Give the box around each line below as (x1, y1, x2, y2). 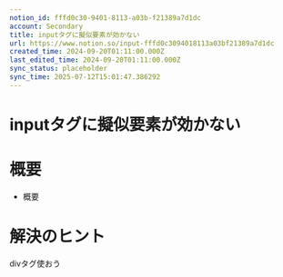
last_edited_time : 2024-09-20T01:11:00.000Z (9, 55, 181, 64)
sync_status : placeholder (9, 64, 107, 74)
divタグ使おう (9, 258, 61, 269)
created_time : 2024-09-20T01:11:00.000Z (9, 47, 166, 56)
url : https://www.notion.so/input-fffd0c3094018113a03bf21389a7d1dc (9, 38, 275, 48)
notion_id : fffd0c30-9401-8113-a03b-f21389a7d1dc (9, 13, 202, 23)
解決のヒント (9, 226, 106, 247)
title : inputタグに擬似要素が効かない (9, 30, 140, 39)
